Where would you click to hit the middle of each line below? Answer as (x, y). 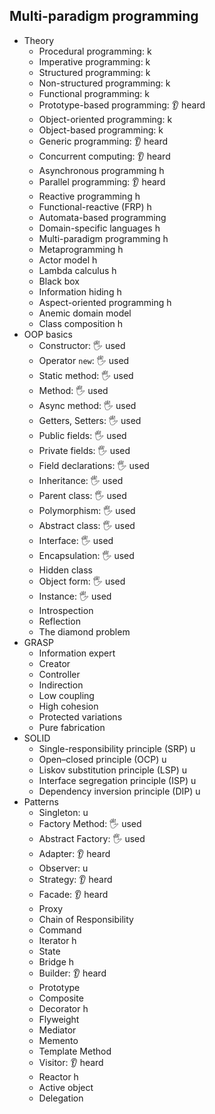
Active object (66, 1087)
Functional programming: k (94, 93)
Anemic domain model (85, 313)
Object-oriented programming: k (105, 119)
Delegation (61, 1098)
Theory (39, 40)
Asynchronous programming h (101, 170)
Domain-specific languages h (99, 228)
